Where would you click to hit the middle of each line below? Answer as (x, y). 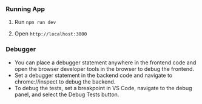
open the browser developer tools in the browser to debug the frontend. (104, 69)
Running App (25, 9)
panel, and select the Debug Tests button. (67, 94)
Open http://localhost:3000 (51, 34)
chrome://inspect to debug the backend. (65, 81)
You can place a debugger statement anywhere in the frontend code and (105, 63)
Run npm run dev (35, 22)
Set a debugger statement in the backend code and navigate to (93, 75)
